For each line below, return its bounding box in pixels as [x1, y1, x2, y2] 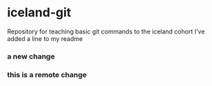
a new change [7, 51, 55, 61]
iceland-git [7, 5, 72, 20]
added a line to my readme [7, 34, 83, 42]
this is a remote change [7, 70, 87, 79]
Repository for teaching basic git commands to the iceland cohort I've [7, 27, 205, 35]
